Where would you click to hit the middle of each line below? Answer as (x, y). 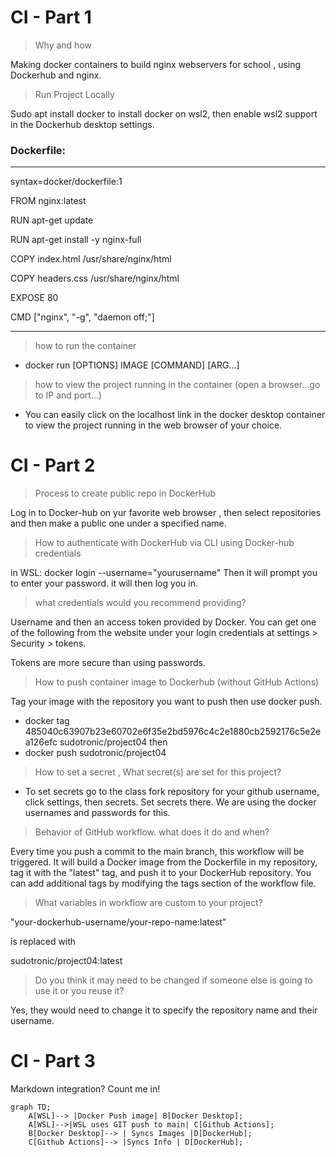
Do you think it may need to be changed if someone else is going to (173, 980)
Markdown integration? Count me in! (85, 1089)
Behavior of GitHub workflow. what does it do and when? (152, 832)
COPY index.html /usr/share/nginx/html (91, 259)
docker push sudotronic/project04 (95, 753)
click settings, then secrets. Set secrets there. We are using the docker (170, 802)
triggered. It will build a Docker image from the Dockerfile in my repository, (164, 862)
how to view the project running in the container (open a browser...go (177, 385)
